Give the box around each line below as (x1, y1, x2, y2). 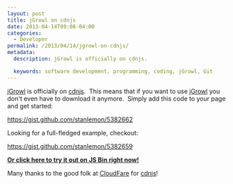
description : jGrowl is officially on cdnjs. (13, 56, 148, 62)
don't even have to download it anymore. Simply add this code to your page (7, 94, 226, 103)
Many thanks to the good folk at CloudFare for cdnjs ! (7, 169, 159, 177)
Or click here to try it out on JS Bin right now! (7, 156, 139, 164)
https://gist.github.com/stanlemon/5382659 (7, 142, 134, 150)
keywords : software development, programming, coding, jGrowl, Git (13, 67, 214, 75)
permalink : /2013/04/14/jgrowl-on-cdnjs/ (7, 42, 129, 49)
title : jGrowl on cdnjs (7, 17, 77, 24)
